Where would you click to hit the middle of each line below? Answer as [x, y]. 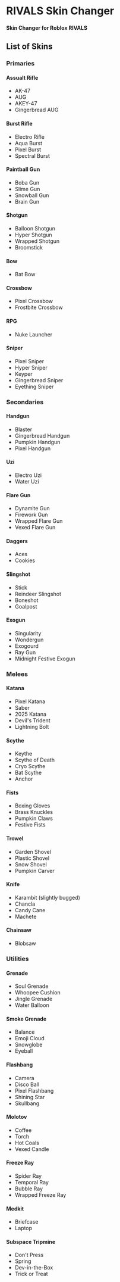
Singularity [28, 633]
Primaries [20, 64]
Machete [26, 916]
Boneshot [26, 600]
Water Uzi [27, 482]
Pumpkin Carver [34, 871]
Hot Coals [27, 1143]
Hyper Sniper [31, 367]
